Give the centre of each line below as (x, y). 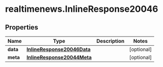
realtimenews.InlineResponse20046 (82, 9)
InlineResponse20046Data (59, 49)
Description (110, 41)
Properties (22, 27)
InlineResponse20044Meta (59, 57)
